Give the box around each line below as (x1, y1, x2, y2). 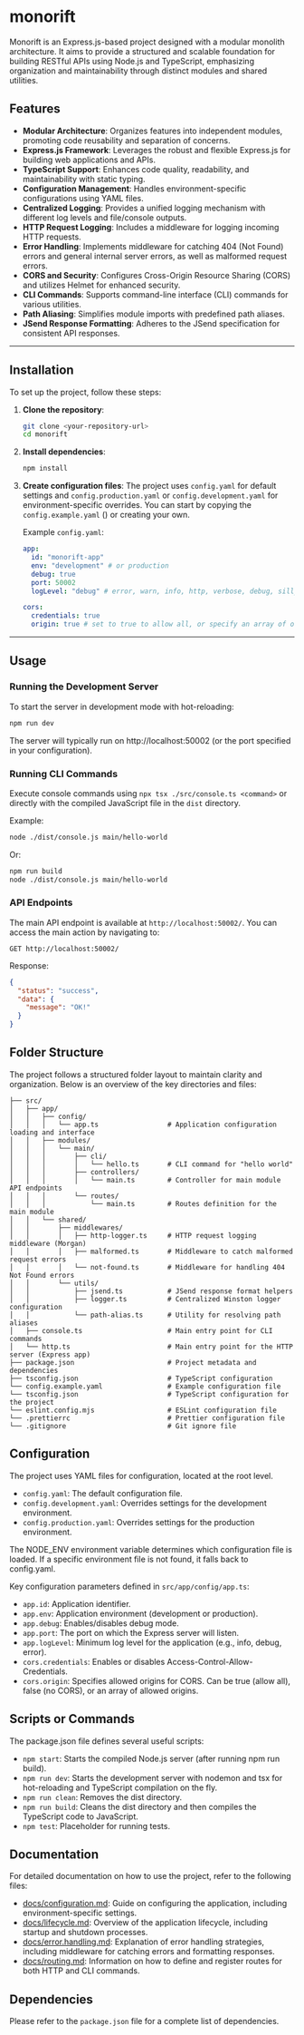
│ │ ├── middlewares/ (9, 1222, 124, 1232)
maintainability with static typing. (22, 173, 147, 184)
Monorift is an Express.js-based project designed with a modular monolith (9, 36, 285, 47)
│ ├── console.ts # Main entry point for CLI (9, 1326, 273, 1335)
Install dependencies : (22, 446, 106, 457)
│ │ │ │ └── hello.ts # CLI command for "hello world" (9, 1159, 294, 1169)
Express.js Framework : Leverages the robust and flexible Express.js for (22, 144, 291, 155)
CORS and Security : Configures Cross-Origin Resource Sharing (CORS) (22, 269, 291, 280)
